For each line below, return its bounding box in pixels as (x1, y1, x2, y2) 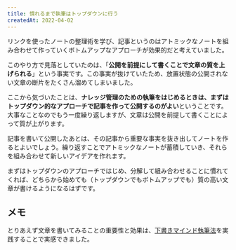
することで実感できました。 (13, 235, 93, 244)
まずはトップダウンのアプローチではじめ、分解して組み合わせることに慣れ (7, 166, 223, 175)
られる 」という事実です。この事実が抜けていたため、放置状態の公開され (13, 69, 223, 78)
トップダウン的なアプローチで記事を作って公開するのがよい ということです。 (7, 102, 228, 110)
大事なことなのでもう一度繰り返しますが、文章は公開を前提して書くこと (7, 110, 216, 119)
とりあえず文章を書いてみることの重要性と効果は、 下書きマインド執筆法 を (7, 226, 223, 235)
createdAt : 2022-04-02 (7, 17, 74, 24)
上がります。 (31, 119, 68, 127)
